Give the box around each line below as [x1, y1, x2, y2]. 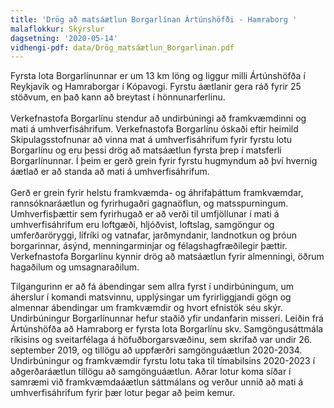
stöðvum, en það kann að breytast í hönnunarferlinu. [10, 91, 226, 103]
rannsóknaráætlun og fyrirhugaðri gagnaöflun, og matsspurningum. [10, 197, 289, 210]
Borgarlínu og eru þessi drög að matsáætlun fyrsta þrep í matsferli [10, 144, 282, 156]
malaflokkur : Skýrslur [10, 24, 105, 34]
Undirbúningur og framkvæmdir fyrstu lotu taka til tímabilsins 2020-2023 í [10, 355, 316, 367]
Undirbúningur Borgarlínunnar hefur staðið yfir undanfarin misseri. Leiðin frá [10, 312, 324, 325]
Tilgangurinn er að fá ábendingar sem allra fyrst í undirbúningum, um [10, 281, 294, 293]
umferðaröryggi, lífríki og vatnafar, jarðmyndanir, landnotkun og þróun [10, 229, 298, 241]
